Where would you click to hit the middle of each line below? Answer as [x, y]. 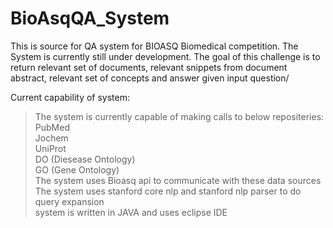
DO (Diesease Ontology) [85, 159]
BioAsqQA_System [90, 18]
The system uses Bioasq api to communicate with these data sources [178, 180]
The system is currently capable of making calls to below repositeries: [179, 116]
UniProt [50, 148]
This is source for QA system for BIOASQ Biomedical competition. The [154, 46]
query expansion [69, 201]
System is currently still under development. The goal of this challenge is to [165, 56]
